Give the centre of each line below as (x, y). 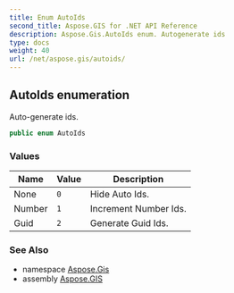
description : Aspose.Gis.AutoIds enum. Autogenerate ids (117, 34)
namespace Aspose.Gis (66, 270)
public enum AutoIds (48, 133)
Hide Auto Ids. (120, 194)
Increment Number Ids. (138, 208)
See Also (29, 249)
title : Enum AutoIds (48, 17)
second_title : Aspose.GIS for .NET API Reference (104, 26)
